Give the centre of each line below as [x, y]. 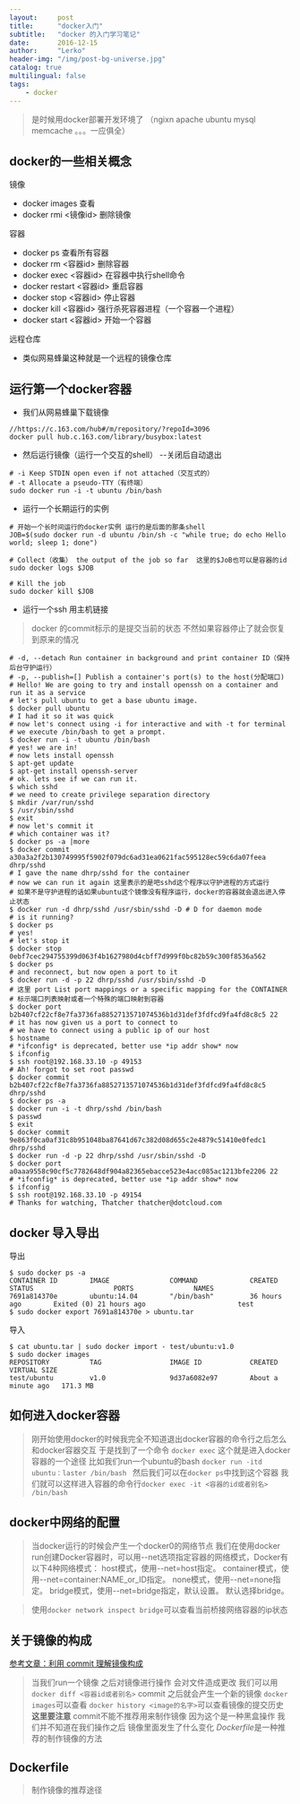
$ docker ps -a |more [50, 842]
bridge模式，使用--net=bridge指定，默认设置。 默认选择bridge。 [169, 1590]
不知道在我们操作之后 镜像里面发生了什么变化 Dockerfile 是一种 [163, 1727]
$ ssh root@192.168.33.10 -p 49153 [76, 1062]
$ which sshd [34, 787]
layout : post [42, 17]
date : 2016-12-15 [54, 43]
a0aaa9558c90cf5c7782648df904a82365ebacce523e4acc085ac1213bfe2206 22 [144, 1172]
